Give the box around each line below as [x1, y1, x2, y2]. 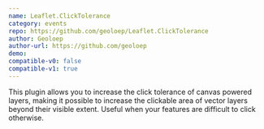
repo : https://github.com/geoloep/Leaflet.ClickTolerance [8, 27, 209, 35]
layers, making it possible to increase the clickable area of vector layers [8, 95, 248, 105]
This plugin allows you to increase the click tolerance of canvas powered [8, 87, 253, 97]
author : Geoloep [8, 34, 63, 43]
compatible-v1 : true [8, 65, 79, 73]
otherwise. [8, 113, 45, 123]
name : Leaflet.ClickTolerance [8, 11, 111, 20]
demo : [8, 49, 27, 58]
